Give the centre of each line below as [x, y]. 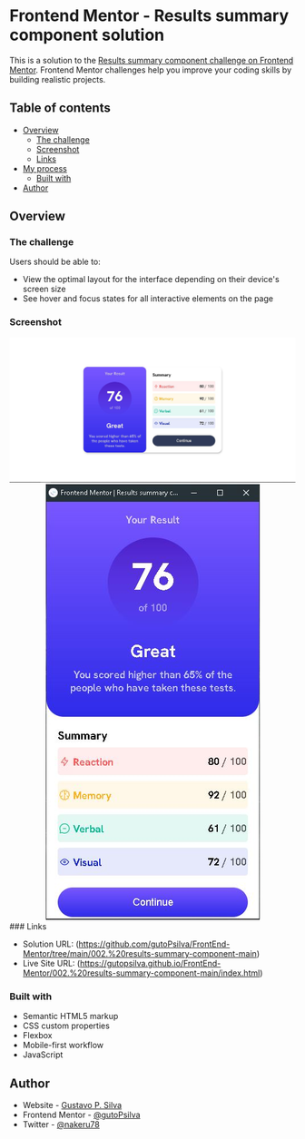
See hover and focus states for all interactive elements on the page [148, 299]
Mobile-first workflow [63, 1046]
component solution [87, 35]
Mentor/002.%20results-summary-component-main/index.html [141, 973]
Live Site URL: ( [51, 964]
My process [45, 168]
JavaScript [43, 1055]
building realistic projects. [58, 79]
